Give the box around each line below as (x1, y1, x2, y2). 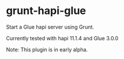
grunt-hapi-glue (6, 4, 87, 18)
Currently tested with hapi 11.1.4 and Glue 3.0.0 (6, 34, 119, 41)
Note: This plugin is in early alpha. (6, 46, 88, 53)
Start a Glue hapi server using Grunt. (6, 23, 95, 30)
